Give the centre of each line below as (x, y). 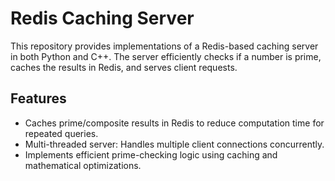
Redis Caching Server (102, 18)
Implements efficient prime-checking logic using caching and (151, 154)
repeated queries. (61, 133)
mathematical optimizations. (83, 165)
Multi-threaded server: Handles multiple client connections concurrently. (174, 144)
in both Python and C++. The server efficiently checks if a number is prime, (166, 56)
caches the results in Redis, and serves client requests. (124, 67)
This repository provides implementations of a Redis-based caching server (164, 46)
